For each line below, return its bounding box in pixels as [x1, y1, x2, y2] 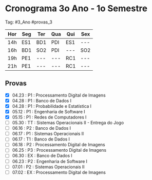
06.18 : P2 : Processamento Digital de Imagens [12, 142, 106, 148]
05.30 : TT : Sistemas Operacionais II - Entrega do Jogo [12, 120, 124, 126]
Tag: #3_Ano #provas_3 [5, 19, 53, 25]
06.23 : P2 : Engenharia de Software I [12, 158, 88, 164]
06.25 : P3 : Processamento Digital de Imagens [12, 147, 107, 153]
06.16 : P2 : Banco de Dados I [12, 125, 71, 131]
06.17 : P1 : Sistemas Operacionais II [12, 131, 84, 137]
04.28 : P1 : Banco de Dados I [12, 98, 72, 103]
